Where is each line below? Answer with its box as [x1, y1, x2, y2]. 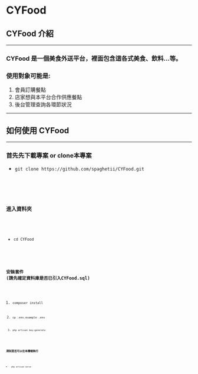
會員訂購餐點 [14, 86, 46, 93]
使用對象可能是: [6, 71, 51, 80]
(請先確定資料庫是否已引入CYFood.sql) [6, 275, 90, 281]
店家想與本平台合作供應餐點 [14, 94, 82, 101]
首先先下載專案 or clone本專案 [6, 151, 93, 159]
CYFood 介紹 [6, 28, 54, 38]
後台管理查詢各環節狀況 [14, 101, 72, 108]
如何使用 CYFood [6, 125, 70, 136]
